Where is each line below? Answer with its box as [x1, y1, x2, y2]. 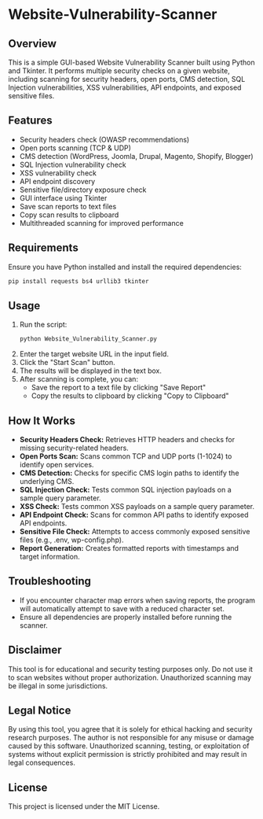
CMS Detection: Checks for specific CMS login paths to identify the [19, 468, 239, 478]
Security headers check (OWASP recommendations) [19, 135, 190, 144]
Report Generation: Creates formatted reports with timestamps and [19, 544, 239, 552]
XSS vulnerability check [19, 168, 97, 178]
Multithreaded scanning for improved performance [19, 218, 184, 227]
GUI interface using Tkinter [19, 193, 108, 202]
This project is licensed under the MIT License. [8, 802, 160, 811]
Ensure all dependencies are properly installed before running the [19, 612, 232, 622]
